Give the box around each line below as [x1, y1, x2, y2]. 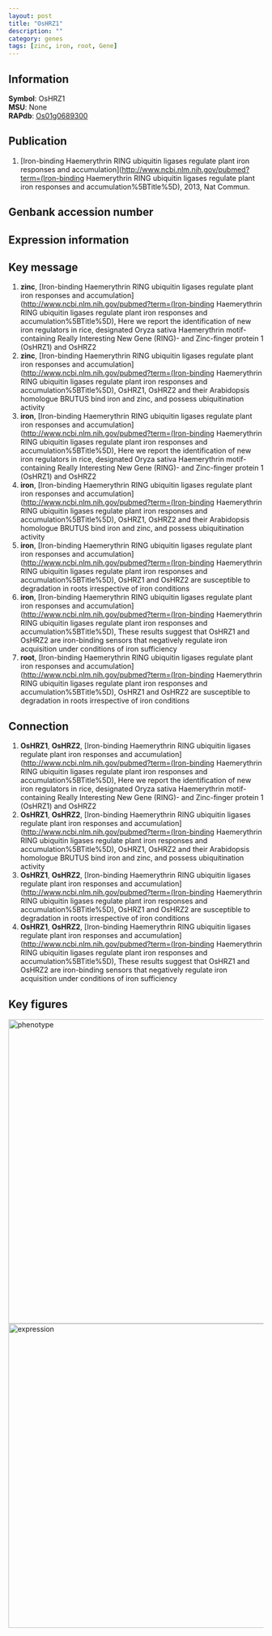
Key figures [8, 997, 68, 1011]
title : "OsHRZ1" [8, 19, 63, 28]
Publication [8, 135, 67, 149]
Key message [8, 260, 79, 274]
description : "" [8, 27, 63, 35]
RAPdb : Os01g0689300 [8, 110, 88, 120]
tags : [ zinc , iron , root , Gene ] [8, 42, 117, 50]
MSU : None [8, 102, 47, 112]
